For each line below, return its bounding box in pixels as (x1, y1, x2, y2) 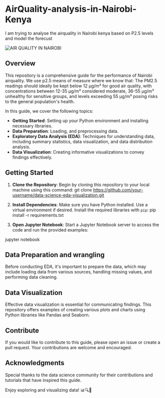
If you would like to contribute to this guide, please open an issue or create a (5, 339, 161, 345)
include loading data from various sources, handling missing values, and (5, 269, 152, 275)
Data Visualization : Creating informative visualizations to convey (12, 149, 144, 155)
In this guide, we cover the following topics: (5, 108, 94, 114)
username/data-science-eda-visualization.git (12, 192, 104, 198)
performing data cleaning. (5, 274, 58, 280)
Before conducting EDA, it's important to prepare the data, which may (5, 264, 146, 269)
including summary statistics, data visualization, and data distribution (12, 138, 153, 144)
